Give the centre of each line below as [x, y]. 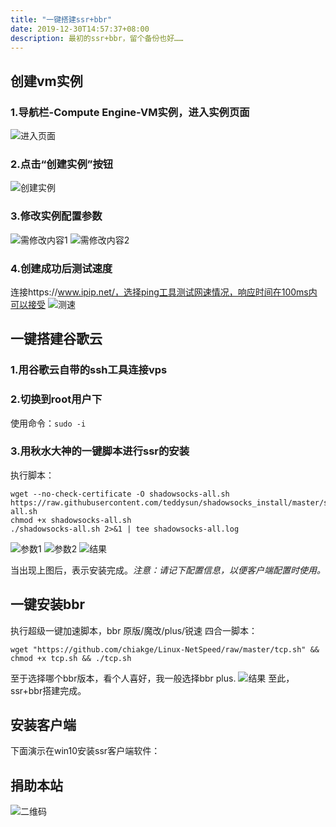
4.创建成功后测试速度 [61, 268]
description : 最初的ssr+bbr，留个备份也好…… [97, 38]
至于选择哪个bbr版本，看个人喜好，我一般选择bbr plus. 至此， [152, 678]
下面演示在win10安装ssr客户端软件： [85, 751]
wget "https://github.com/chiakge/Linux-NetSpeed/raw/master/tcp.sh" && [165, 649]
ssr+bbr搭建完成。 [48, 690]
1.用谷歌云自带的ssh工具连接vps [89, 370]
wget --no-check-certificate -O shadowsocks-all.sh [120, 494]
